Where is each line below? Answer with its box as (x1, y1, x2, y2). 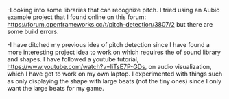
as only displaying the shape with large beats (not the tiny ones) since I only (7, 77, 221, 85)
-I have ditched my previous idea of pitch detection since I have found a (7, 41, 210, 48)
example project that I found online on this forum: (7, 13, 146, 21)
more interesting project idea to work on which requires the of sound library (7, 48, 221, 56)
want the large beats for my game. (7, 85, 104, 92)
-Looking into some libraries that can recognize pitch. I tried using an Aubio (7, 6, 220, 14)
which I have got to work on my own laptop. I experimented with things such (7, 70, 223, 78)
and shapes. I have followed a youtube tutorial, (7, 55, 139, 63)
